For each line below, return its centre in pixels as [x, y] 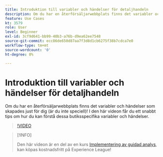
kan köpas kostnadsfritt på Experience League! [64, 150]
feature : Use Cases [25, 18]
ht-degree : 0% [19, 54]
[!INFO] [24, 135]
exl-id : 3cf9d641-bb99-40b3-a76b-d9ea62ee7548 [53, 37]
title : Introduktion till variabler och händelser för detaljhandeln [77, 9]
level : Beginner [21, 32]
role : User [16, 28]
